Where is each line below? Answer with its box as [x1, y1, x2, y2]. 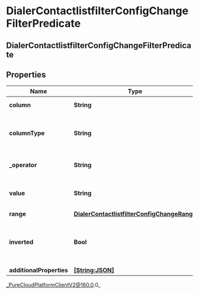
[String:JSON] [73, 266, 114, 274]
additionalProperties [9, 266, 68, 274]
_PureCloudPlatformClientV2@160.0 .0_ [6, 282, 101, 289]
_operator [9, 161, 37, 170]
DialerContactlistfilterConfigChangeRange [73, 210, 197, 218]
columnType [9, 129, 45, 138]
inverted [9, 238, 34, 247]
